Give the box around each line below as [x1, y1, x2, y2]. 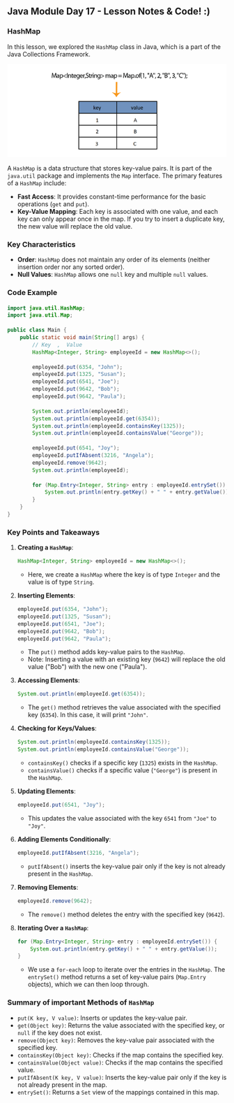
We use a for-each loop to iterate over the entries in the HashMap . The [27, 965, 226, 974]
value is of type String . [27, 578, 95, 586]
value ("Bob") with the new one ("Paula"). [27, 663, 148, 671]
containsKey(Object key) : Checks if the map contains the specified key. [17, 1051, 224, 1059]
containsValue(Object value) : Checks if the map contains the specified [17, 1058, 223, 1067]
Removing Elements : [17, 883, 79, 891]
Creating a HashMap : [17, 543, 74, 551]
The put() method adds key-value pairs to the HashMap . [27, 648, 186, 656]
